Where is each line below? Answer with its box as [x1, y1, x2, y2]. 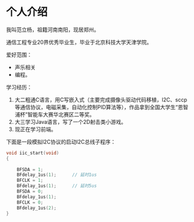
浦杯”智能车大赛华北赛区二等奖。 [14, 110, 95, 118]
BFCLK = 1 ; [17, 178, 44, 184]
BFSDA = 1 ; [17, 166, 44, 172]
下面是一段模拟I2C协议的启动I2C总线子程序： [6, 138, 116, 145]
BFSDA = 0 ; [17, 188, 44, 195]
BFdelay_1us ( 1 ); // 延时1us [17, 172, 97, 178]
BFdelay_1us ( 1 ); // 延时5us [17, 183, 97, 189]
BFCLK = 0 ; [17, 199, 44, 205]
